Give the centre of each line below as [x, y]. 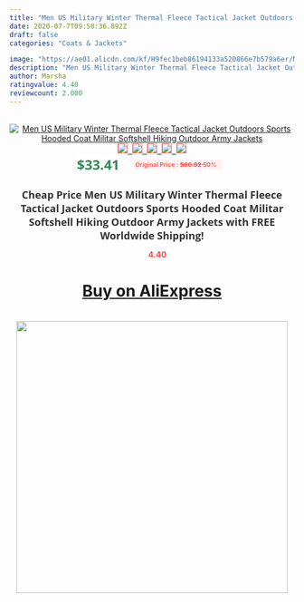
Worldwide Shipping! [152, 235]
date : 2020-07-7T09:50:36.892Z [68, 26]
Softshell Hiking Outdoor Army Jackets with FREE [152, 222]
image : [22, 60]
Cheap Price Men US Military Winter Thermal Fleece [152, 194]
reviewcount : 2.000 [46, 93]
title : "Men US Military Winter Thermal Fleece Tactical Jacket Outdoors [152, 18]
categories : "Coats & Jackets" [68, 43]
